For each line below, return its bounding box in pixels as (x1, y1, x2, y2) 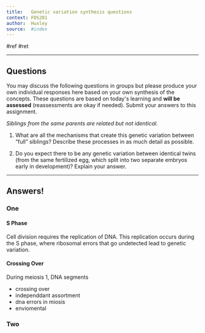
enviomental (15, 304, 47, 312)
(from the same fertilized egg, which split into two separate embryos (15, 156, 187, 164)
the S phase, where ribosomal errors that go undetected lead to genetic (6, 239, 186, 247)
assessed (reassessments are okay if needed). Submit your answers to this (6, 102, 196, 109)
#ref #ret (6, 43, 29, 50)
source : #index (6, 26, 48, 32)
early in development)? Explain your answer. (15, 163, 127, 170)
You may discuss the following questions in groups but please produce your (6, 82, 197, 89)
